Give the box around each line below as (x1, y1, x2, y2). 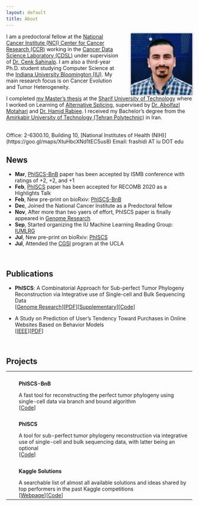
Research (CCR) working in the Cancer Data (6, 45, 113, 53)
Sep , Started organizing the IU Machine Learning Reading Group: (14, 221, 173, 228)
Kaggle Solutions (18, 467, 62, 475)
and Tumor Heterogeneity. (6, 83, 70, 90)
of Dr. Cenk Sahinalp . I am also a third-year (6, 58, 111, 65)
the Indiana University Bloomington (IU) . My (6, 71, 113, 78)
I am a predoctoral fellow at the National (6, 33, 103, 40)
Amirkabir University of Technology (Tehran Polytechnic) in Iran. (6, 113, 162, 121)
